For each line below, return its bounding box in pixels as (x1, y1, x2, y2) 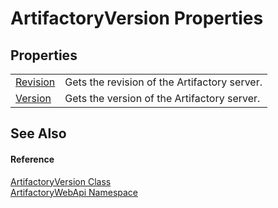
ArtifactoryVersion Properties (10, 7, 264, 30)
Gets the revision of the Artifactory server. (64, 75, 263, 89)
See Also (10, 125, 67, 142)
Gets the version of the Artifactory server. (64, 92, 261, 105)
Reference (10, 153, 55, 165)
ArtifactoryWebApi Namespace (10, 186, 138, 198)
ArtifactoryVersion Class (10, 175, 112, 187)
